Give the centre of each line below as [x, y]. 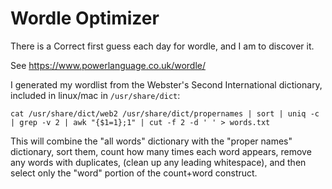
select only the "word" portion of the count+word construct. [134, 173]
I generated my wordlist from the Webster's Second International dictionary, [166, 84]
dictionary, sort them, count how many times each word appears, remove [161, 151]
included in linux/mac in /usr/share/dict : [95, 95]
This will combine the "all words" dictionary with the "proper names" [151, 141]
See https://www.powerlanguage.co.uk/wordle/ [108, 65]
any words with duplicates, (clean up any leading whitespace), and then [158, 162]
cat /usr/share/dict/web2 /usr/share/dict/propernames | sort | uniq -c [165, 113]
